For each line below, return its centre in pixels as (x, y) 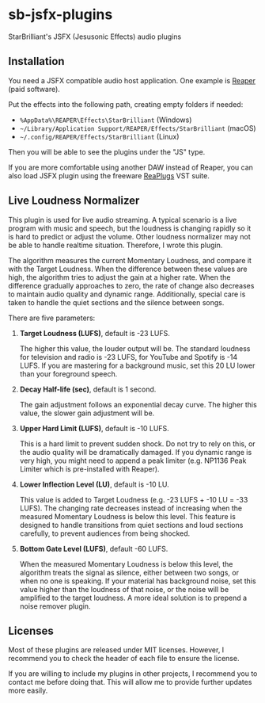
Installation (36, 61)
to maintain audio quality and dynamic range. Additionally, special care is (127, 294)
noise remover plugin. (55, 606)
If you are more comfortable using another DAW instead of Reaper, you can (131, 167)
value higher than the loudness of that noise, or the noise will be (124, 589)
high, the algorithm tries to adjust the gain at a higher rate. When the (119, 277)
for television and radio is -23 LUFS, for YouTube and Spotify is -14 (129, 357)
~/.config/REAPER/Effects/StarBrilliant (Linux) (99, 136)
